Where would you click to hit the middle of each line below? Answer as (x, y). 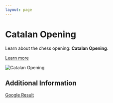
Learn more (17, 58)
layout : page (19, 10)
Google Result (20, 95)
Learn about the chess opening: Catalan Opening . (57, 48)
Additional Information (41, 83)
